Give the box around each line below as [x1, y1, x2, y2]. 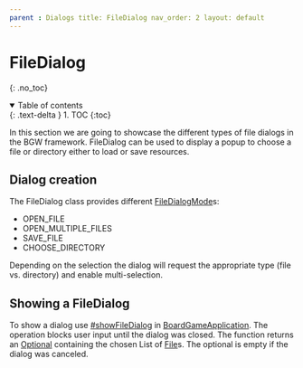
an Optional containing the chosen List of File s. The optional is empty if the [9, 339, 289, 350]
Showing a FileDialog [9, 296, 130, 311]
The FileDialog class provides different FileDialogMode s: [9, 196, 220, 207]
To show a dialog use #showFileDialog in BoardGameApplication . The [9, 320, 269, 331]
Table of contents [17, 99, 83, 110]
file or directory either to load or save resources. [9, 146, 190, 156]
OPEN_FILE [22, 213, 65, 224]
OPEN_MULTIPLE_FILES [22, 223, 113, 234]
